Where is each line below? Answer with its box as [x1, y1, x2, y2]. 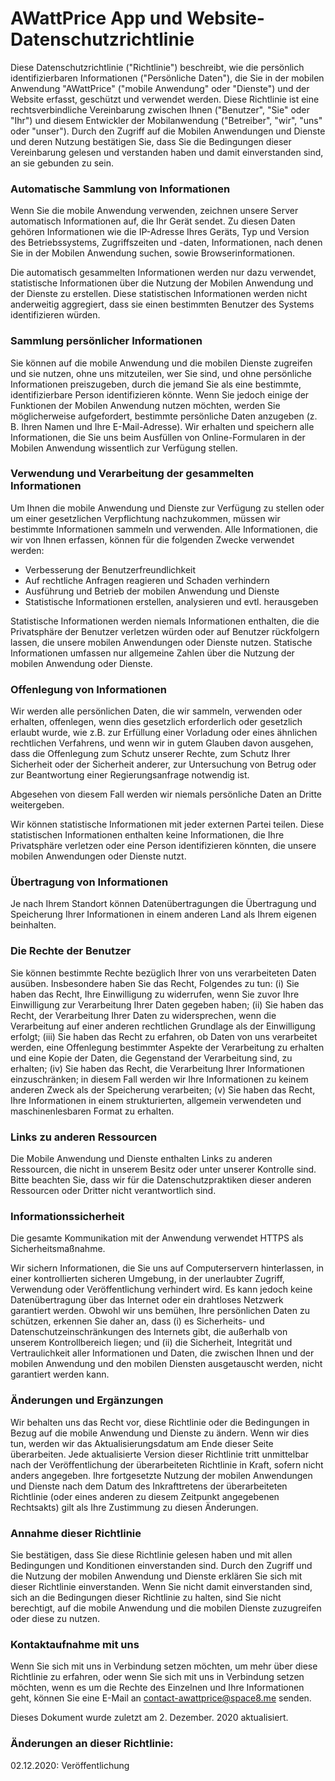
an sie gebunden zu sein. [10, 157, 114, 169]
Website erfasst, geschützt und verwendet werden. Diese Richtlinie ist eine [10, 93, 320, 105]
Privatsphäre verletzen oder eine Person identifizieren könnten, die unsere [10, 840, 317, 852]
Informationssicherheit [10, 1209, 125, 1223]
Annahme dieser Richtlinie [10, 1526, 142, 1540]
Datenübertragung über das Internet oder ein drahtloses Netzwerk [10, 1294, 284, 1306]
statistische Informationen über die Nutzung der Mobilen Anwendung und [10, 277, 314, 289]
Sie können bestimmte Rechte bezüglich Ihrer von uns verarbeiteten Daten [10, 967, 317, 979]
